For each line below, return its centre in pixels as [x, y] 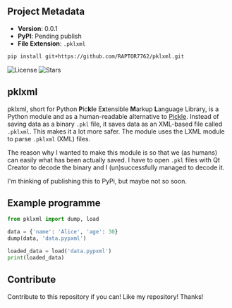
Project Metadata [46, 12]
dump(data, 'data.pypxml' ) [47, 238]
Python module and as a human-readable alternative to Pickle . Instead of [113, 116]
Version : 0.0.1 [37, 28]
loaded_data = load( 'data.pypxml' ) [60, 251]
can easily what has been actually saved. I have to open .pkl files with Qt [114, 160]
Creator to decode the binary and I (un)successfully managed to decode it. [116, 167]
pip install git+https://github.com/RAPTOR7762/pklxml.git [96, 56]
